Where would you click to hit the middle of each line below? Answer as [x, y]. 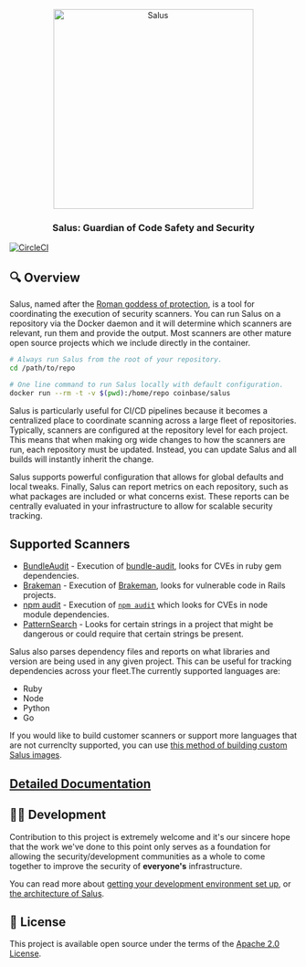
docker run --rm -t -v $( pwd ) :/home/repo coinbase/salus [120, 393]
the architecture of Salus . [57, 893]
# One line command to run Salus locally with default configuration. [147, 384]
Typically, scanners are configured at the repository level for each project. [149, 430]
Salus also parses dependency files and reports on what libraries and [140, 652]
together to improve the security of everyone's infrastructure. [126, 866]
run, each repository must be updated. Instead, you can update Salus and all [153, 449]
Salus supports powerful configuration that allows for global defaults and [147, 477]
